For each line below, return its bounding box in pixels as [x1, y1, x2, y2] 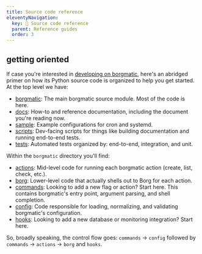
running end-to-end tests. [15, 133, 81, 141]
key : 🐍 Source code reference [12, 20, 88, 26]
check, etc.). [15, 170, 47, 177]
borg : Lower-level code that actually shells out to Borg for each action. [15, 177, 193, 184]
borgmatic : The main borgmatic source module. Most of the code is [15, 95, 185, 102]
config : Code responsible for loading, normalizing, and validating [15, 202, 178, 210]
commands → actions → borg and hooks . [6, 240, 103, 247]
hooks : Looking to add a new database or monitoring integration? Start [15, 216, 193, 223]
